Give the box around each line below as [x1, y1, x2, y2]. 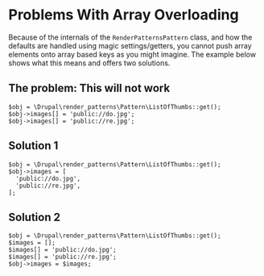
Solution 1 [8, 139, 59, 153]
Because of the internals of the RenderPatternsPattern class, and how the [8, 32, 253, 42]
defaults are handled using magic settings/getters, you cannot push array [8, 40, 252, 50]
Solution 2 [8, 210, 60, 224]
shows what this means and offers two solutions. [8, 58, 171, 68]
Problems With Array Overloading [8, 6, 239, 24]
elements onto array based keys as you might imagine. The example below [8, 49, 256, 59]
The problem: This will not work [8, 82, 171, 95]
